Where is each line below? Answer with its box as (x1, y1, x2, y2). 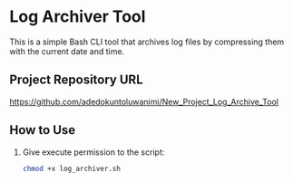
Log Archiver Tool (9, 6, 146, 27)
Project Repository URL (9, 72, 143, 88)
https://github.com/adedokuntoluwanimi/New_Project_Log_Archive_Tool (9, 96, 279, 107)
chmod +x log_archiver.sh (22, 164, 121, 173)
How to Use (9, 122, 76, 138)
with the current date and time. (9, 45, 125, 56)
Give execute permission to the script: (22, 147, 165, 158)
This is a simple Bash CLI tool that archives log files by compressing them (9, 36, 285, 47)
